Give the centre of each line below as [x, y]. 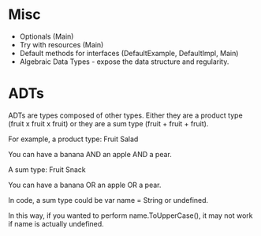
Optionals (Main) [47, 36]
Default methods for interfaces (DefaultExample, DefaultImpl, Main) [129, 53]
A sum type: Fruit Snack [47, 169]
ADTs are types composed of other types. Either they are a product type [125, 115]
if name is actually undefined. [56, 223]
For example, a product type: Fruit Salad [73, 139]
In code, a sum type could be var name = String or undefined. [108, 200]
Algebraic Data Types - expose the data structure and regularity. [124, 62]
